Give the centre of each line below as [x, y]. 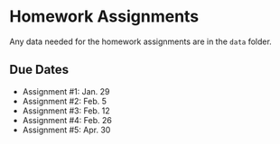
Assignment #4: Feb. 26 [67, 120]
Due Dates [39, 70]
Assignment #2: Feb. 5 [64, 101]
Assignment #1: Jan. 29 [66, 91]
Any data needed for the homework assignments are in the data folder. [141, 41]
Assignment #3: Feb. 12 [66, 111]
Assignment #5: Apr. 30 [66, 130]
